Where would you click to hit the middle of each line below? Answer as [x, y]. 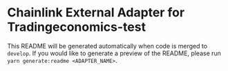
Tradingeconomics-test [77, 27]
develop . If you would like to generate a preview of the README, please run [114, 53]
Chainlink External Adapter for [96, 13]
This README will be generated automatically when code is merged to [107, 46]
